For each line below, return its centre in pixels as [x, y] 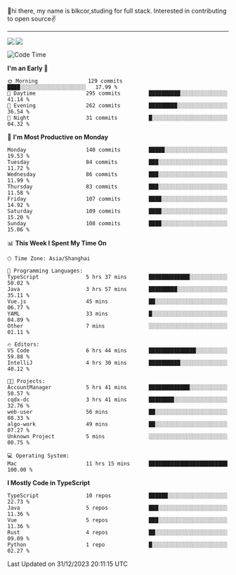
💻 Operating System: [39, 456]
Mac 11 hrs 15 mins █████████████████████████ [118, 464]
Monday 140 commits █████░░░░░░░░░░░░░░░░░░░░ [118, 150]
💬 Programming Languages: [45, 271]
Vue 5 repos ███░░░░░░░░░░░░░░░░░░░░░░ [118, 520]
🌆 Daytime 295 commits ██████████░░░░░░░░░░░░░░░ [118, 93]
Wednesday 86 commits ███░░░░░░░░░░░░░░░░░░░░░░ [118, 175]
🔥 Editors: [24, 344]
